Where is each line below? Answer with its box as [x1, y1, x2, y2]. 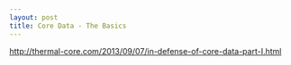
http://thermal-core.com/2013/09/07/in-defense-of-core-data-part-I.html [9, 45, 282, 56]
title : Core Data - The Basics [9, 21, 127, 30]
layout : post [9, 12, 59, 22]
